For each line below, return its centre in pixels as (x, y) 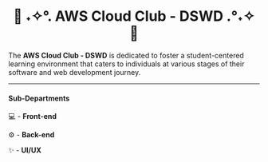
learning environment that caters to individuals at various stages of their (126, 64)
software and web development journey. (75, 72)
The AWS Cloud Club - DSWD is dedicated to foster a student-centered (126, 55)
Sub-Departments (39, 98)
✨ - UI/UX (25, 150)
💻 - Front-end (33, 117)
